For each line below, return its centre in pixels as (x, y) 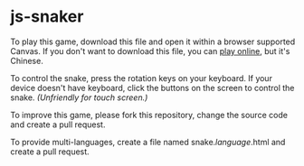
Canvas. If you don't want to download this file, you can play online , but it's (150, 51)
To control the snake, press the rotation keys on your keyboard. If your (141, 78)
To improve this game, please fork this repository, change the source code (149, 115)
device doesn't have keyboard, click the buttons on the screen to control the (152, 88)
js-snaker (47, 17)
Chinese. (27, 60)
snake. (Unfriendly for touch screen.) (79, 97)
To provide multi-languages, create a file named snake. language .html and (148, 142)
